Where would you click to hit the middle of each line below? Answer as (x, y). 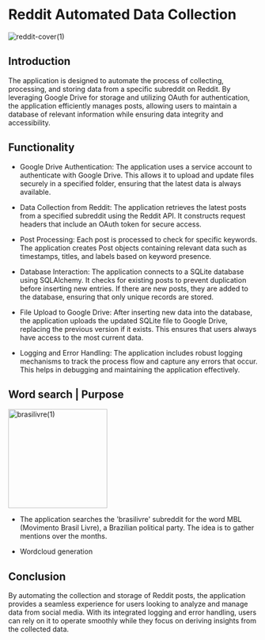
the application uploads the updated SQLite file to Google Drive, (123, 320)
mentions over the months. (63, 536)
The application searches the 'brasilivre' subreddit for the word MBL (131, 520)
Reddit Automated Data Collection (123, 15)
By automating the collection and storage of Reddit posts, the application (127, 596)
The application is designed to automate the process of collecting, (116, 80)
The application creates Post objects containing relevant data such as (133, 248)
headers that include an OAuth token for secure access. (110, 224)
